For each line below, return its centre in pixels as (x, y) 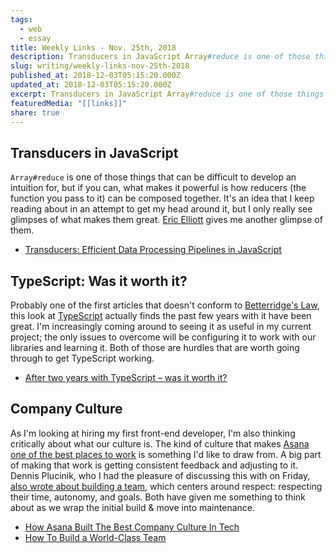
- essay (35, 38)
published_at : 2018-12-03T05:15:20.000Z (96, 76)
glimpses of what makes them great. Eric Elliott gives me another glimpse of (166, 220)
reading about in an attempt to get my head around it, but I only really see (161, 209)
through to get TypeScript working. (82, 358)
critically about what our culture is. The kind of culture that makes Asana (160, 443)
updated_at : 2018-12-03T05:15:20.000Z (91, 85)
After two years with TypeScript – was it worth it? (126, 377)
